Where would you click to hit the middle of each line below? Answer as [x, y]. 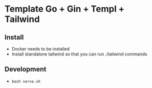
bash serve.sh [26, 81]
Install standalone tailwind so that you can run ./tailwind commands [79, 54]
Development [26, 69]
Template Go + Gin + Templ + [65, 9]
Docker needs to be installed [41, 49]
